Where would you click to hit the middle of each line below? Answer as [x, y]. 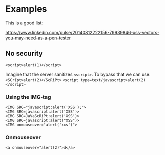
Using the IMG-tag [28, 97]
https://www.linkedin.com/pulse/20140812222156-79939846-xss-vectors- [82, 32]
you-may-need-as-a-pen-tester [38, 38]
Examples [26, 9]
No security [24, 53]
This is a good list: [24, 23]
